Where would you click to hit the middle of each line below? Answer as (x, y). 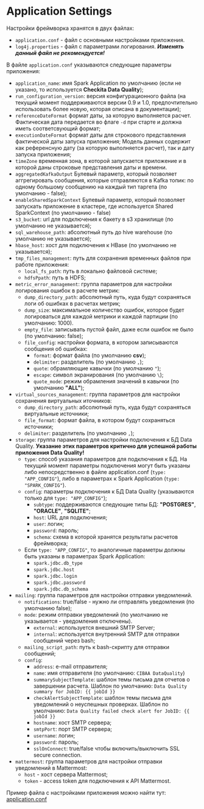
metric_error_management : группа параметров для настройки (93, 284)
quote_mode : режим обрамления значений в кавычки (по (106, 381)
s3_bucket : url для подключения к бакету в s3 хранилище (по (94, 219)
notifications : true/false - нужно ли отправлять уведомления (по (109, 602)
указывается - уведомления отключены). (78, 621)
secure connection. (58, 755)
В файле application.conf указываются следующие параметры (89, 65)
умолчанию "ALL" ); (59, 387)
